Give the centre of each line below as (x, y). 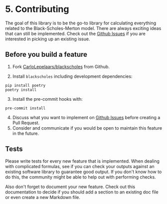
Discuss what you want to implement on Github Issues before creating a (86, 117)
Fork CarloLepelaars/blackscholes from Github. (61, 66)
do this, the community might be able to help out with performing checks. (81, 177)
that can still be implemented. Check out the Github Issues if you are (75, 33)
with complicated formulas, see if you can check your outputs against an (80, 166)
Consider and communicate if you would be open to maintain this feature (87, 128)
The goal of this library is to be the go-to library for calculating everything (81, 23)
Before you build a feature (46, 55)
